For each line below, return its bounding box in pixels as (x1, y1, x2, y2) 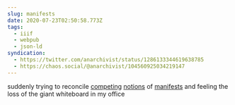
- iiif (13, 30, 33, 37)
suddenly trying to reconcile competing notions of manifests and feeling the (7, 82, 229, 90)
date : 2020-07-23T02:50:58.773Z (7, 17, 103, 24)
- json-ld (13, 43, 42, 50)
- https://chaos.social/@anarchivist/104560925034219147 (13, 63, 185, 70)
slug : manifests (7, 10, 55, 18)
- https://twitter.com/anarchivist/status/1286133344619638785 (13, 56, 204, 63)
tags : (7, 23, 23, 30)
